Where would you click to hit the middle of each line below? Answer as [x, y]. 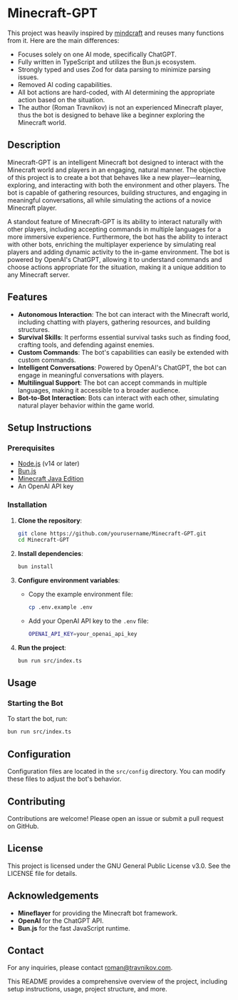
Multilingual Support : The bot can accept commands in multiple [112, 383]
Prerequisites [31, 448]
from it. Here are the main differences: [63, 40]
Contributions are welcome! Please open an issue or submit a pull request [116, 818]
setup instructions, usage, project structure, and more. [87, 989]
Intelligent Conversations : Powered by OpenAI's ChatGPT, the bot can [122, 367]
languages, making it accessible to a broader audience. [99, 390]
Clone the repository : [50, 520]
